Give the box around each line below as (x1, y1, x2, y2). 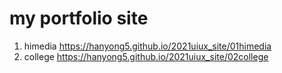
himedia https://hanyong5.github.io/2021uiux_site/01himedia (23, 40, 272, 52)
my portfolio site (9, 7, 149, 30)
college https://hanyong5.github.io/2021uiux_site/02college (23, 50, 269, 62)
